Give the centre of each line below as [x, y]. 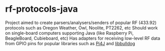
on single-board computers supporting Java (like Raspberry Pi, [69, 33]
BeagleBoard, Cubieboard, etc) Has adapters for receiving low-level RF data [83, 38]
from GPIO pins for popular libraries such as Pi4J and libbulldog [70, 43]
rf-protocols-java [42, 9]
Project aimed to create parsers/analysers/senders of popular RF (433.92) [81, 23]
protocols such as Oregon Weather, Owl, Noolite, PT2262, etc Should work [82, 27]
